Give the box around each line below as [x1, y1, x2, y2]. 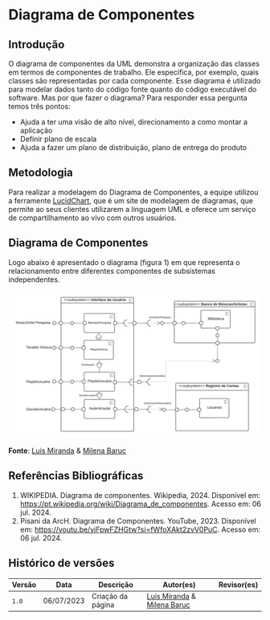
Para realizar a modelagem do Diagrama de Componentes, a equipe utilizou [8, 187, 259, 197]
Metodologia [8, 166, 74, 180]
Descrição [98, 580, 134, 589]
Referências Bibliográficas [8, 469, 144, 483]
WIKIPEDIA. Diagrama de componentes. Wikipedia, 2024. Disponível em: [19, 490, 261, 500]
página [91, 600, 115, 610]
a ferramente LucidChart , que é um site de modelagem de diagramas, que [8, 195, 253, 206]
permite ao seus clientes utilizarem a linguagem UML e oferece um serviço [8, 204, 256, 214]
